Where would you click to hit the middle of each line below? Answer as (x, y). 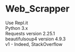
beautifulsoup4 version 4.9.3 (35, 39)
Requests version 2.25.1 (30, 33)
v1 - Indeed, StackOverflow (34, 44)
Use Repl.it (17, 23)
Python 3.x (17, 28)
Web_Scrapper (37, 9)
